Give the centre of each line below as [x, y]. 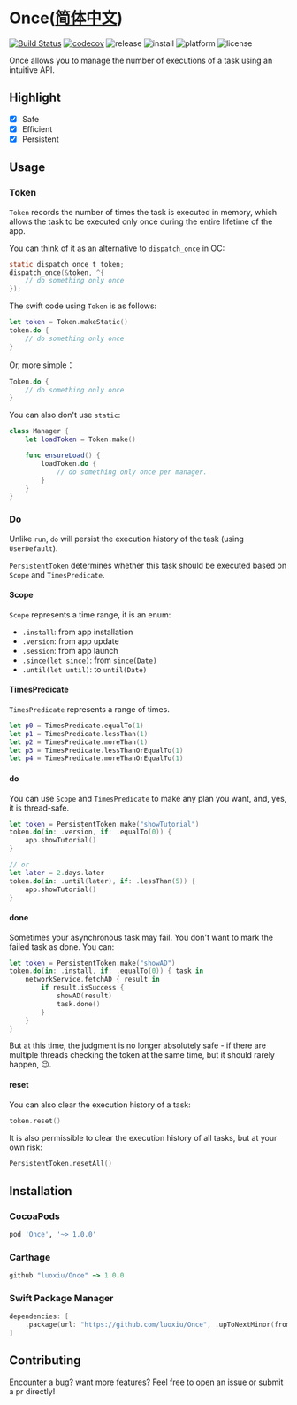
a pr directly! [32, 1391]
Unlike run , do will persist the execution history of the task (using [127, 539]
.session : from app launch [70, 650]
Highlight [35, 98]
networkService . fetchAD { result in [93, 980]
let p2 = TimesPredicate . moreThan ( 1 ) [79, 742]
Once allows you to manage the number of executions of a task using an [141, 60]
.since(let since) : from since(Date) [89, 660]
